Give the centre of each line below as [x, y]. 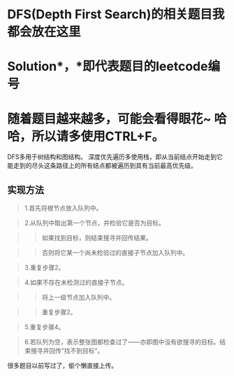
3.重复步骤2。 [44, 267]
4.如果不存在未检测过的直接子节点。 [76, 283]
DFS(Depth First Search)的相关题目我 [116, 14]
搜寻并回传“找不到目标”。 [67, 351]
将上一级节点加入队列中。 [79, 298]
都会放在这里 [44, 32]
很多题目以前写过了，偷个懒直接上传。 [62, 365]
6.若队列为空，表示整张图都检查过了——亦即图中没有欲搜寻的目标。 [122, 342]
